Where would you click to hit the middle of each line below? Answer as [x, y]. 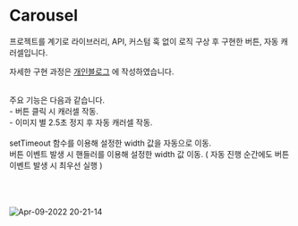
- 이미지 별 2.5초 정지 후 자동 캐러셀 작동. [81, 122]
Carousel [44, 16]
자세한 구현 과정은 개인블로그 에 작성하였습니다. [92, 71]
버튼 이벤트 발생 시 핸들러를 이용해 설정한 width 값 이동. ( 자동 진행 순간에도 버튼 [149, 154]
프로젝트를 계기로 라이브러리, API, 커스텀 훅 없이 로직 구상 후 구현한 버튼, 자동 [144, 41]
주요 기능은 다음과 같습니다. [57, 100]
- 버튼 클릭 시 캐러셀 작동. [54, 111]
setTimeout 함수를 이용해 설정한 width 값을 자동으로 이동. [111, 143]
